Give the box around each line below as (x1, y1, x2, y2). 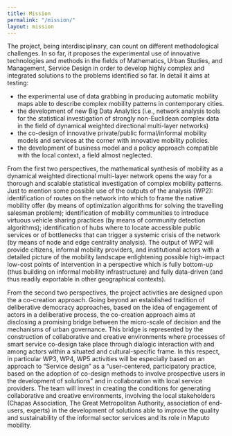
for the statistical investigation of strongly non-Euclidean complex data (17, 114, 220, 123)
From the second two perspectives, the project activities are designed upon (7, 288, 223, 297)
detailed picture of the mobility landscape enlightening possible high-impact (7, 253, 225, 261)
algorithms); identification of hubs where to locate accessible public (7, 223, 201, 232)
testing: (7, 79, 29, 87)
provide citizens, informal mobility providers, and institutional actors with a (7, 245, 220, 254)
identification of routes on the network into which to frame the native (7, 194, 204, 202)
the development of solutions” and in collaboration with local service (7, 377, 203, 385)
